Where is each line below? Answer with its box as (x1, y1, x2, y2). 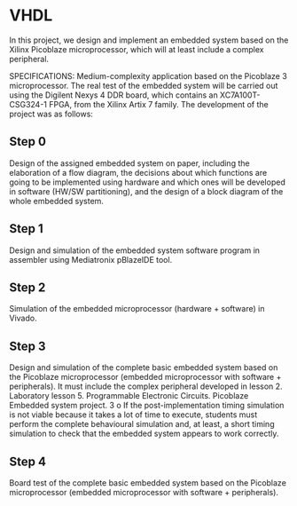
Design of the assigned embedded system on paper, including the (9, 157, 250, 169)
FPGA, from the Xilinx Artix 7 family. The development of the (48, 99, 269, 109)
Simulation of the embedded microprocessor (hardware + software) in (9, 304, 265, 314)
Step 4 (9, 454, 47, 469)
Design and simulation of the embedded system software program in (9, 245, 260, 256)
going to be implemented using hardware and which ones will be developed (9, 177, 285, 187)
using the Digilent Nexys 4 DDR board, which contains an (9, 90, 219, 100)
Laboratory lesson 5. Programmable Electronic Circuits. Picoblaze (9, 391, 249, 401)
